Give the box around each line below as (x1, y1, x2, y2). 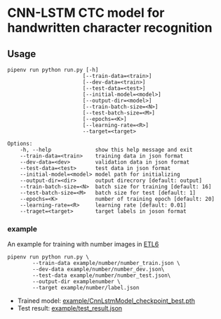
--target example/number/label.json (32, 285, 140, 292)
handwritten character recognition (7, 20, 213, 36)
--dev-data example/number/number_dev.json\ (32, 266, 165, 273)
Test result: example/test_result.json (17, 304, 123, 313)
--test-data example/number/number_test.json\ (32, 272, 171, 279)
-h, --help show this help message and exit (20, 146, 193, 153)
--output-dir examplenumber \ (32, 278, 121, 285)
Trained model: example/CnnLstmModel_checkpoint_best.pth (17, 297, 195, 305)
